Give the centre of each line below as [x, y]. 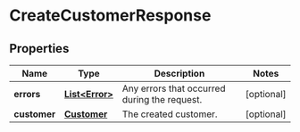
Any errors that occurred [174, 88]
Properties [39, 49]
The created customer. [170, 114]
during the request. [162, 99]
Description [179, 74]
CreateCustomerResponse [110, 16]
